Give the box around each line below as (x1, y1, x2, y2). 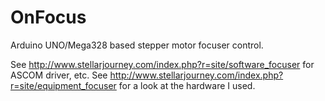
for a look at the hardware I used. (118, 79, 256, 91)
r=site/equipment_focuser (10, 79, 117, 91)
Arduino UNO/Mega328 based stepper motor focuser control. (10, 39, 264, 51)
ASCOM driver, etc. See (10, 69, 108, 81)
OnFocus (10, 6, 87, 29)
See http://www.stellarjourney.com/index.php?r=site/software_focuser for (10, 58, 315, 70)
